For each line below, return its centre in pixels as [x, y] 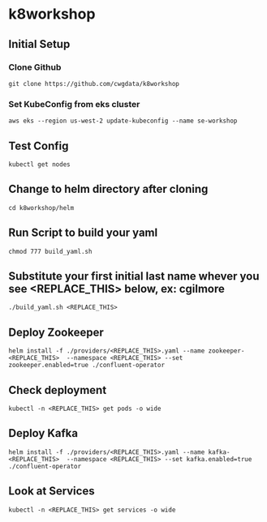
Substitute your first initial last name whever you [134, 276]
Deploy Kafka [43, 433]
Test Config [39, 145]
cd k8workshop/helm [41, 208]
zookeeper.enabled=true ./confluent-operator [86, 366]
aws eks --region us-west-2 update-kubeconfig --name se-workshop [123, 121]
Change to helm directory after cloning [108, 189]
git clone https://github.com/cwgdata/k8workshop [94, 83]
